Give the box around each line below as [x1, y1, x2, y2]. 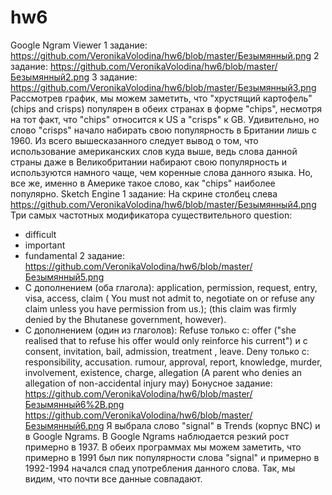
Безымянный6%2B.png [24, 398, 125, 410]
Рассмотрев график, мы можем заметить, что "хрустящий [10, 92, 262, 104]
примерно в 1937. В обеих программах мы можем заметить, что [24, 441, 302, 453]
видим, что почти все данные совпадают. [24, 472, 203, 485]
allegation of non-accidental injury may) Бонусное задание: [24, 377, 273, 389]
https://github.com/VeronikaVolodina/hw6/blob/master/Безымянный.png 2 [10, 49, 320, 61]
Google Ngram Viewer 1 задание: [10, 39, 148, 51]
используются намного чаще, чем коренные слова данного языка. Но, [10, 166, 313, 178]
